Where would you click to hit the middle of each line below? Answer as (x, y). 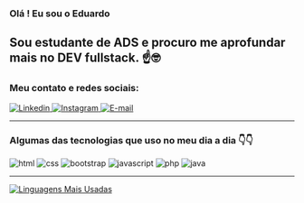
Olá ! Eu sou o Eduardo (60, 14)
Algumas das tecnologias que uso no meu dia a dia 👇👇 (131, 140)
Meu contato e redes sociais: (74, 88)
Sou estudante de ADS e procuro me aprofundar (147, 43)
